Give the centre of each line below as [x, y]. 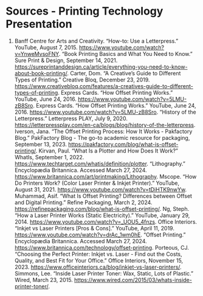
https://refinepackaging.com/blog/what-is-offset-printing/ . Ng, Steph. [102, 208]
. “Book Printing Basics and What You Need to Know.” [126, 53]
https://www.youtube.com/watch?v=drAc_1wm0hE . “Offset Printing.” [100, 235]
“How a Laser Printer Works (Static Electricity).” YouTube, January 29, [102, 215]
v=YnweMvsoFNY [36, 53]
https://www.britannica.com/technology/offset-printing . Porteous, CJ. [102, 247]
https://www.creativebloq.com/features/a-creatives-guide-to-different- [104, 86]
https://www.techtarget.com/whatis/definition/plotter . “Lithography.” [100, 163]
